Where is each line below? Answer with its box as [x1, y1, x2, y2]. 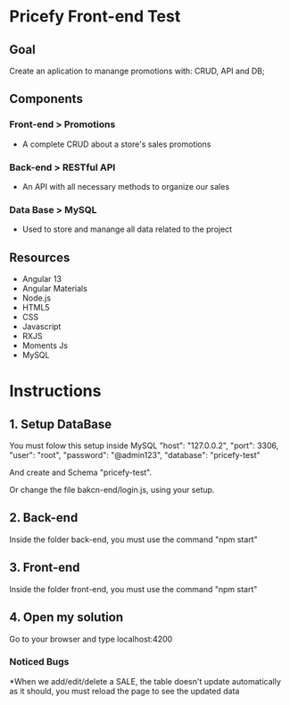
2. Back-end [9, 510, 79, 525]
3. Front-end [9, 560, 80, 575]
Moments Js [21, 340, 69, 351]
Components [9, 91, 83, 106]
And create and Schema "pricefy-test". [9, 467, 153, 478]
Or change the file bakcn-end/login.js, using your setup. [9, 485, 215, 496]
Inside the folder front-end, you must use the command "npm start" [9, 583, 258, 594]
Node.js [21, 293, 52, 303]
